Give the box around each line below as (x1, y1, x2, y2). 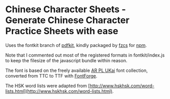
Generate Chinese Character (5, 14, 130, 26)
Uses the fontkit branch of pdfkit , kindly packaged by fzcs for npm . (5, 42, 147, 48)
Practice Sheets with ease (5, 26, 119, 37)
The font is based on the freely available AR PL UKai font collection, (5, 67, 148, 73)
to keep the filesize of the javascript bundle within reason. (5, 57, 128, 63)
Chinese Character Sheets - (5, 4, 126, 15)
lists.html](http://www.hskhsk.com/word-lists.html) (5, 88, 113, 94)
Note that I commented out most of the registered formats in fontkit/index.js (5, 52, 165, 58)
